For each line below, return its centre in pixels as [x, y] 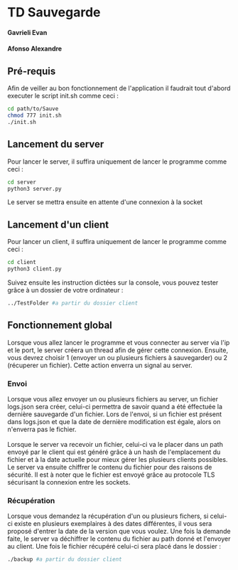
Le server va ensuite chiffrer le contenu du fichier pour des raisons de [110, 467]
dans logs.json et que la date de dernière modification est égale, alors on [114, 421]
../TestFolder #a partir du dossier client [73, 303]
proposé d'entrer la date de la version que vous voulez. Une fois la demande [119, 532]
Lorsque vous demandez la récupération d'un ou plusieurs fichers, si [108, 516]
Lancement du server [56, 144]
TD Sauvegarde [54, 12]
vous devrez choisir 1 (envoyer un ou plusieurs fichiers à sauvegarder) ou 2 [118, 357]
